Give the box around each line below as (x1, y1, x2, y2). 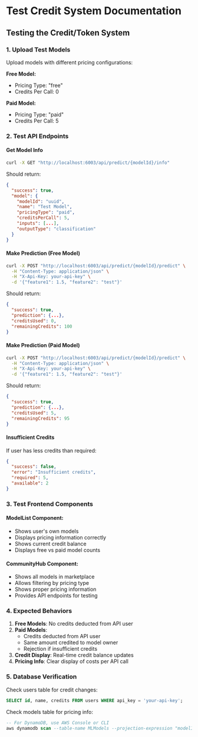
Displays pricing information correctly (14, 534, 107, 541)
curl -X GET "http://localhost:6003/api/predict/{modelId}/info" (6, 160, 170, 166)
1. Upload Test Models (6, 46, 71, 54)
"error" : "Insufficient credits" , (11, 469, 96, 476)
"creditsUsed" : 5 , (11, 410, 57, 416)
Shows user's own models (14, 528, 79, 535)
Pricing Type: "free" (14, 82, 63, 89)
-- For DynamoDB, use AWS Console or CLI (6, 720, 110, 726)
